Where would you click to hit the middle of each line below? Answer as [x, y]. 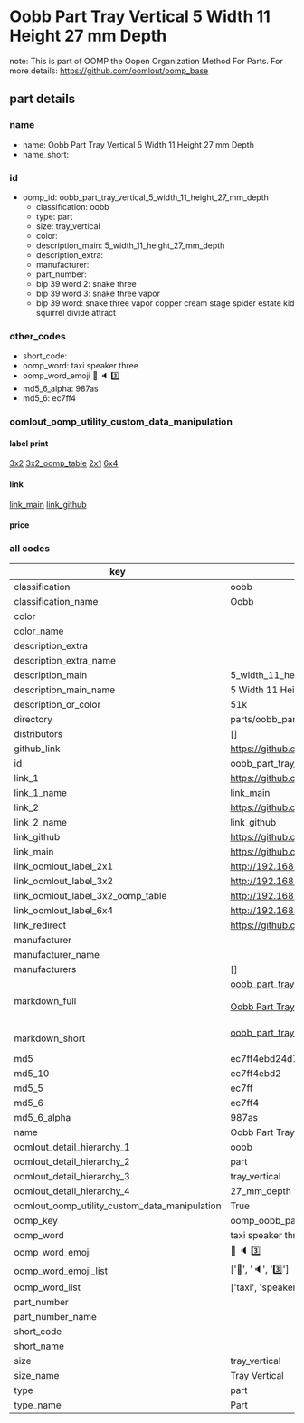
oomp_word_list [47, 1287]
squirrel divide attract [76, 312]
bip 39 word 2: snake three [86, 283]
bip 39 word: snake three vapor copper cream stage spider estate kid [165, 303]
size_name [37, 1376]
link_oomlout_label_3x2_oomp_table [90, 896]
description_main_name [65, 690]
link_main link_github [48, 504]
